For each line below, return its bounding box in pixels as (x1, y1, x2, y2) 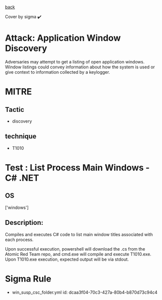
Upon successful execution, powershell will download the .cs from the (5, 246, 146, 252)
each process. (5, 237, 34, 242)
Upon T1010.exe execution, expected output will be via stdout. (5, 256, 129, 262)
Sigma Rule (5, 273, 52, 284)
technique (5, 132, 37, 141)
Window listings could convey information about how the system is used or (5, 64, 155, 70)
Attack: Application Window (5, 32, 121, 44)
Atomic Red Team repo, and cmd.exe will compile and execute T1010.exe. (5, 251, 152, 257)
